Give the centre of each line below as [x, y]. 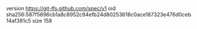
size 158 [42, 21]
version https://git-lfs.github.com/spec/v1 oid [61, 8]
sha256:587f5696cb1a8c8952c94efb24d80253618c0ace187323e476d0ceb [99, 14]
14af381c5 [19, 21]
